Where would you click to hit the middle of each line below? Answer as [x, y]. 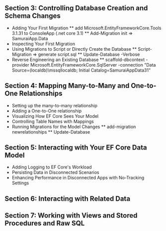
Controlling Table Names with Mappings [53, 121]
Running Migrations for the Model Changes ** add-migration [74, 127]
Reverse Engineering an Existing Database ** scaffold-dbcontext [78, 60]
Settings [20, 183]
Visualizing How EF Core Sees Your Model [55, 116]
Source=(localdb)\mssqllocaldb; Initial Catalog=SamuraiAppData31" [81, 70]
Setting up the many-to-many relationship [54, 105]
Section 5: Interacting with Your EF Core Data [76, 148]
